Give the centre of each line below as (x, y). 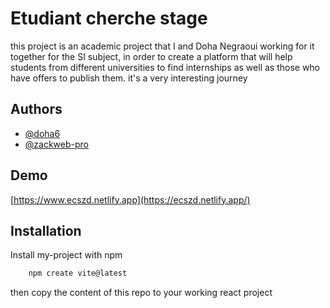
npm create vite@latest (78, 273)
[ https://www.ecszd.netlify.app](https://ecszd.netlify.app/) (130, 199)
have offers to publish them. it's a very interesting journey (129, 78)
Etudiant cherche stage (109, 18)
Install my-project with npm (66, 255)
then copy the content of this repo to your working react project (141, 293)
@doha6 (42, 133)
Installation (46, 230)
